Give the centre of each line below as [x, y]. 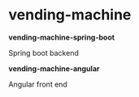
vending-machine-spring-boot [62, 37]
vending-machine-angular [54, 68]
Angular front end [38, 84]
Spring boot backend [43, 53]
